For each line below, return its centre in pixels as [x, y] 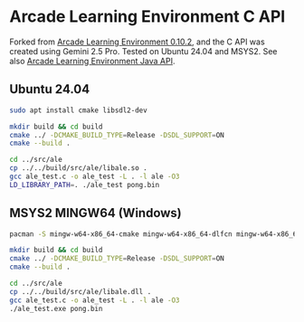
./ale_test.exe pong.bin [56, 308]
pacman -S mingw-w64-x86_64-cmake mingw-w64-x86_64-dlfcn [121, 234]
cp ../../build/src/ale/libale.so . [78, 168]
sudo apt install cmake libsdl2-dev [78, 110]
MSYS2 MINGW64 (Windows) [96, 213]
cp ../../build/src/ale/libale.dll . [81, 291]
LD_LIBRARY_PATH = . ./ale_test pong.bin [85, 185]
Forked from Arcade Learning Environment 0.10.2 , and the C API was [137, 42]
